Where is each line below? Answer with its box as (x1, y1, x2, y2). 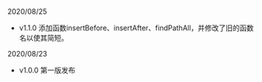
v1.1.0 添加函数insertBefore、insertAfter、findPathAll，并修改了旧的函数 (18, 23, 254, 33)
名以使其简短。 (18, 33, 68, 42)
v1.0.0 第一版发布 (18, 65, 76, 75)
